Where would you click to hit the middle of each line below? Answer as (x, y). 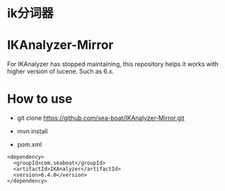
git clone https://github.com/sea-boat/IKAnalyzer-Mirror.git (101, 118)
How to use (40, 99)
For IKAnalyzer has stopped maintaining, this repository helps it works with (113, 64)
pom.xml (29, 144)
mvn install (32, 131)
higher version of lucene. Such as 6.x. (61, 71)
